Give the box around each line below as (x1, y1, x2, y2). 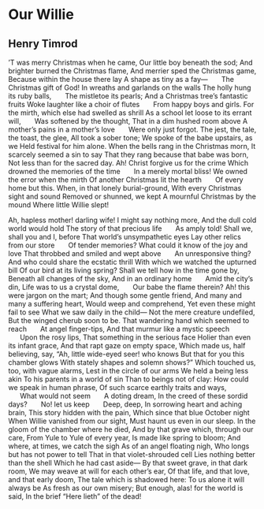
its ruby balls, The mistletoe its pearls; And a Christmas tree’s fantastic (8, 91, 248, 100)
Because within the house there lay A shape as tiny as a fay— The (8, 75, 235, 84)
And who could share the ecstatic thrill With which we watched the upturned (8, 258, 257, 266)
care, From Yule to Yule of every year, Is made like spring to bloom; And (8, 433, 241, 442)
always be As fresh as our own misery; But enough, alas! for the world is (8, 483, 244, 492)
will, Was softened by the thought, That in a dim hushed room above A (8, 117, 248, 125)
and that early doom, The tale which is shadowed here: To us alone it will (8, 475, 245, 484)
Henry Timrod (8, 37, 78, 50)
